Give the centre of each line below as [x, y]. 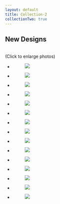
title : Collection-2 [26, 14]
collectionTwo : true [26, 19]
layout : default [22, 10]
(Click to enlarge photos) [30, 56]
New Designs [26, 39]
